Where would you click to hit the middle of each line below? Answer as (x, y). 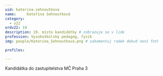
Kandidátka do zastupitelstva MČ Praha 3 (47, 68)
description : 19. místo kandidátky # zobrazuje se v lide (65, 32)
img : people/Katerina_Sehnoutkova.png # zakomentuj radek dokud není (77, 41)
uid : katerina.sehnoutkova (32, 9)
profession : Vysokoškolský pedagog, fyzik (49, 37)
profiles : (15, 50)
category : (15, 19)
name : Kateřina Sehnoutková (38, 14)
